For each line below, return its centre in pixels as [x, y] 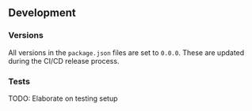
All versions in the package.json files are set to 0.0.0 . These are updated [126, 52]
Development [42, 13]
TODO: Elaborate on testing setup [63, 98]
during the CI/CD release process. [64, 61]
